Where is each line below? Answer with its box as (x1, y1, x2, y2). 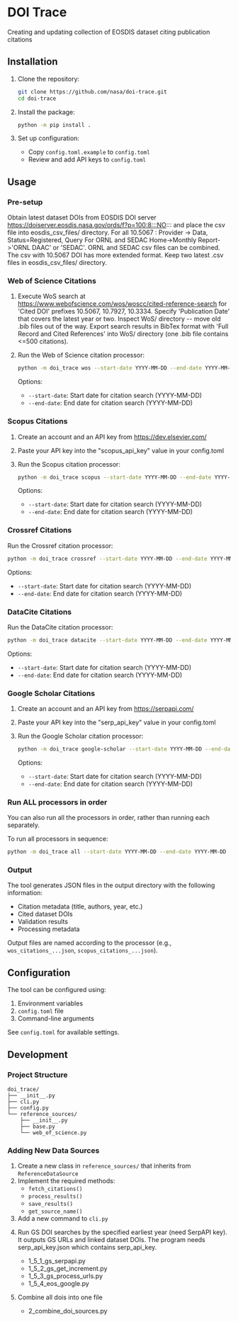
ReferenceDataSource (17, 1170, 79, 1178)
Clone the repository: (17, 74, 80, 83)
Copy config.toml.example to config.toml (28, 148, 150, 156)
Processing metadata (17, 925, 80, 933)
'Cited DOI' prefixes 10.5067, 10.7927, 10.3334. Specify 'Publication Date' (17, 307, 230, 316)
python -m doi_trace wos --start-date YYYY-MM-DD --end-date (17, 365, 203, 372)
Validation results (17, 918, 69, 926)
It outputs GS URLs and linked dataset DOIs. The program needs (17, 1236, 205, 1244)
